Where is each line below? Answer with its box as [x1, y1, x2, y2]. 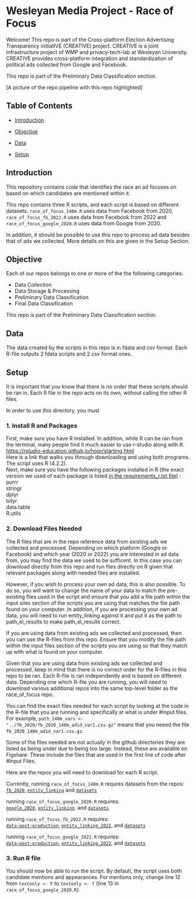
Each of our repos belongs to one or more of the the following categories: [6, 270, 184, 277]
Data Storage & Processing [14, 288, 80, 295]
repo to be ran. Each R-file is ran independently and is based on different [6, 672, 182, 679]
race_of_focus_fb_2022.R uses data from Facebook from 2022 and [6, 213, 167, 220]
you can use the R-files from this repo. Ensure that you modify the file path [6, 636, 186, 643]
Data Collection [14, 281, 52, 289]
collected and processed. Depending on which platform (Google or [6, 544, 167, 551]
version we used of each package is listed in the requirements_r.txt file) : [6, 472, 181, 480]
